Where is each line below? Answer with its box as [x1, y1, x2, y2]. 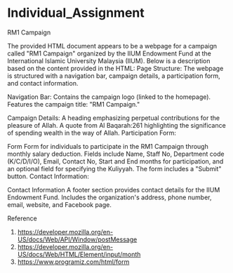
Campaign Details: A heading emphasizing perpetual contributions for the [7, 114, 220, 122]
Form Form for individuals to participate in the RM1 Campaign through [7, 142, 208, 150]
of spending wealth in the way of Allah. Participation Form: [7, 128, 177, 137]
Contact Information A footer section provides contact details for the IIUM [7, 185, 220, 194]
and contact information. [7, 79, 79, 87]
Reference [7, 214, 37, 222]
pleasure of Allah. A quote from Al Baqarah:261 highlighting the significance [7, 121, 226, 129]
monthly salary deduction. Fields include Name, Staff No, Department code [7, 149, 225, 158]
